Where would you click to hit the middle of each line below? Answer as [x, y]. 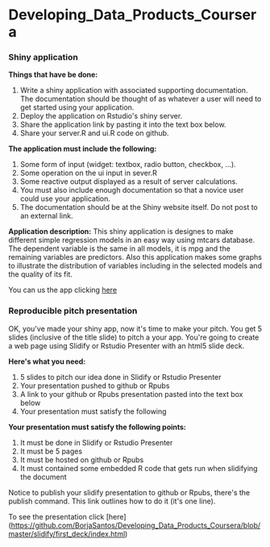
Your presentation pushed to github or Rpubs [95, 386]
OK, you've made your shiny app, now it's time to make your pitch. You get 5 [135, 328]
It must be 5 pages [51, 451]
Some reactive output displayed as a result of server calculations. [129, 182]
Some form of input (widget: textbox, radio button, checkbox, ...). [128, 165]
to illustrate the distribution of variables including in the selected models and [135, 266]
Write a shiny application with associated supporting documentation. [134, 90]
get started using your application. [77, 107]
